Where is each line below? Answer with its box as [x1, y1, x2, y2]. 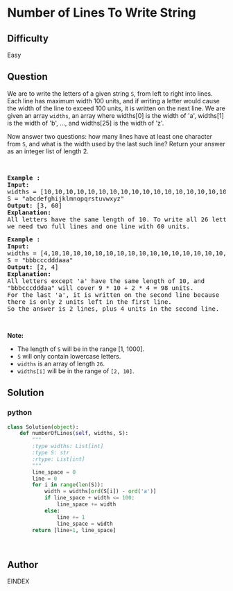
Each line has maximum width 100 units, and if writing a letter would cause [7, 96, 220, 105]
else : [44, 507, 60, 514]
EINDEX [7, 577, 30, 585]
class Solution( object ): [7, 423, 79, 431]
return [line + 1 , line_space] [32, 526, 116, 533]
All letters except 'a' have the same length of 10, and [7, 277, 205, 285]
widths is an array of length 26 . [17, 359, 105, 368]
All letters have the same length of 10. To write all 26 [7, 215, 209, 223]
